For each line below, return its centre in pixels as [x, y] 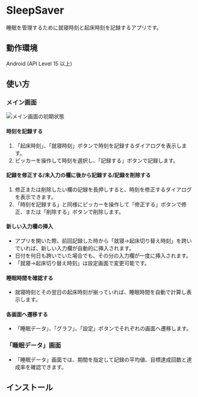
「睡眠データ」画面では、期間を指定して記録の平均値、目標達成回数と [101, 360]
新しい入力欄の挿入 [30, 226]
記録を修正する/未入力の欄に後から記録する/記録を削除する [78, 175]
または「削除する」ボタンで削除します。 [75, 212]
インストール [30, 388]
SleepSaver [35, 10]
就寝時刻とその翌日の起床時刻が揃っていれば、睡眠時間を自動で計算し [100, 292]
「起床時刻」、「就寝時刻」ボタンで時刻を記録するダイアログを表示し [98, 146]
